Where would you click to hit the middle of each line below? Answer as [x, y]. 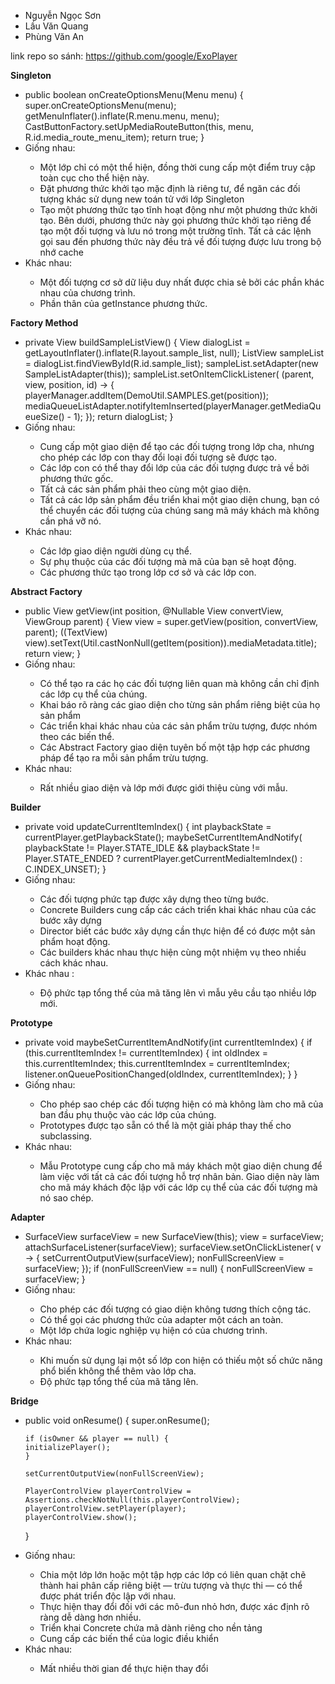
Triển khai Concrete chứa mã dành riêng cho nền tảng [151, 1628]
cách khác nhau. [74, 963]
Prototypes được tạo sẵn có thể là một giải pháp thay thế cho [165, 1125]
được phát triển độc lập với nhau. [108, 1596]
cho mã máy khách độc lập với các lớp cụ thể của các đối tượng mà [178, 1187]
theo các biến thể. [77, 736]
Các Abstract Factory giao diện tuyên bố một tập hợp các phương [175, 747]
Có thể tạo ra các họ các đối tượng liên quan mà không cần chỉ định [179, 683]
